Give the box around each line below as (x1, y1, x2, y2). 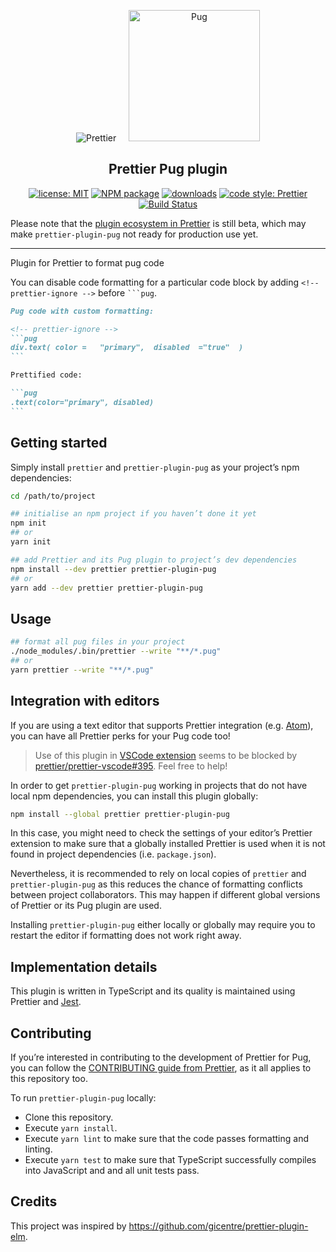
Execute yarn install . (24, 1122, 118, 1134)
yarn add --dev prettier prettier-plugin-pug (10, 583, 203, 593)
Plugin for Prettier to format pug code (10, 256, 165, 269)
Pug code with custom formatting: (10, 306, 155, 316)
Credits (10, 1193, 58, 1210)
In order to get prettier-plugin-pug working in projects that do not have (10, 779, 308, 791)
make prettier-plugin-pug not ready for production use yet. (10, 228, 259, 240)
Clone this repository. (24, 1111, 114, 1123)
